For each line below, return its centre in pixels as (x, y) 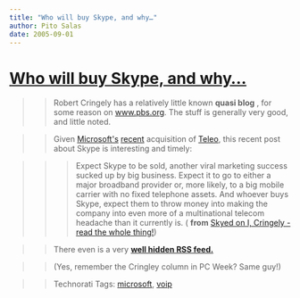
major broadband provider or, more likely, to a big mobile (180, 185)
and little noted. (82, 122)
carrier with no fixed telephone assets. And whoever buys (182, 195)
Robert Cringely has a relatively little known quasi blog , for (162, 103)
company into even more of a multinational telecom (170, 213)
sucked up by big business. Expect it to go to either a (173, 176)
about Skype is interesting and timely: (123, 149)
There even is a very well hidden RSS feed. (133, 250)
